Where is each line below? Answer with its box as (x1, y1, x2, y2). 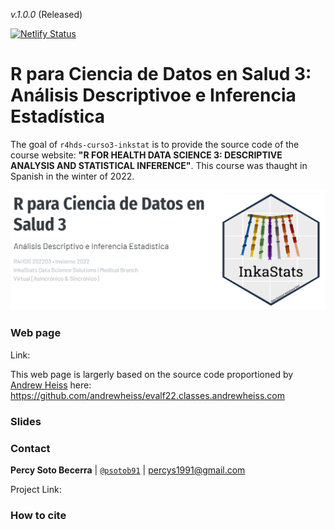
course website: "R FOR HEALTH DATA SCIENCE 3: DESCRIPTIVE (10, 149, 283, 161)
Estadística (10, 105, 106, 128)
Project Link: (10, 483, 62, 495)
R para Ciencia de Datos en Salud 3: (10, 63, 312, 86)
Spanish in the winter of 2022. (10, 170, 135, 182)
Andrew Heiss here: (10, 379, 92, 391)
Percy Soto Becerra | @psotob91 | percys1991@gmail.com (10, 464, 246, 476)
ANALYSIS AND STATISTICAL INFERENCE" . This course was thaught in (10, 159, 308, 171)
